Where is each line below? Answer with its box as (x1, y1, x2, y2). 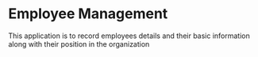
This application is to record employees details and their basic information (8, 31, 250, 40)
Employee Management (8, 5, 168, 23)
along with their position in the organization (8, 39, 150, 48)
